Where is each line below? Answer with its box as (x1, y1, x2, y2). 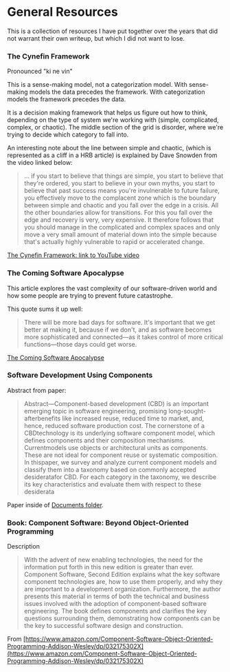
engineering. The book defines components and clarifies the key (23, 607, 207, 615)
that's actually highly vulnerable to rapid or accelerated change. (23, 238, 205, 246)
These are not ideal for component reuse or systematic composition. (23, 451, 218, 459)
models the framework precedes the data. (7, 95, 126, 103)
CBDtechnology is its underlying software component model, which (23, 429, 215, 437)
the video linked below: (7, 159, 73, 167)
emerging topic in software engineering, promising (23, 407, 168, 415)
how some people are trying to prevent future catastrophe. (7, 291, 173, 300)
